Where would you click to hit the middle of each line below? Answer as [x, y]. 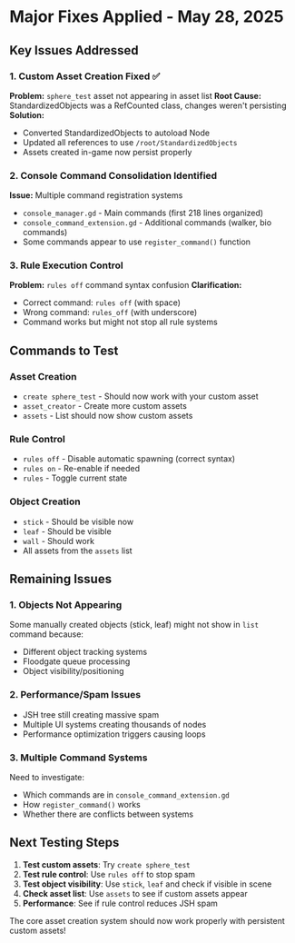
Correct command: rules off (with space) [102, 303]
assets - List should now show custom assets [108, 416]
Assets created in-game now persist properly [107, 152]
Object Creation [45, 501]
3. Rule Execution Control [67, 265]
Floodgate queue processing [76, 661]
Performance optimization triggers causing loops [114, 734]
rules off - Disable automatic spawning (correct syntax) [129, 459]
